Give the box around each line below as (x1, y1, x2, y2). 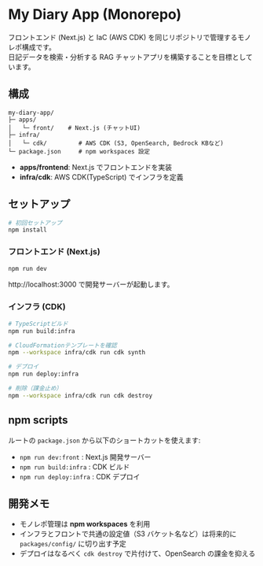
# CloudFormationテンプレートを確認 (8, 341, 118, 350)
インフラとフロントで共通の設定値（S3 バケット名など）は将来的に (19, 529, 237, 538)
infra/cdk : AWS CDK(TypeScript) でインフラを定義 (19, 172, 184, 182)
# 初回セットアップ (8, 219, 63, 227)
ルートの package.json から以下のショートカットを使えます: (8, 435, 201, 445)
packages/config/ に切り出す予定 (19, 539, 127, 549)
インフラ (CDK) (8, 301, 66, 313)
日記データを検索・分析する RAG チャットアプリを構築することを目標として (8, 52, 253, 61)
